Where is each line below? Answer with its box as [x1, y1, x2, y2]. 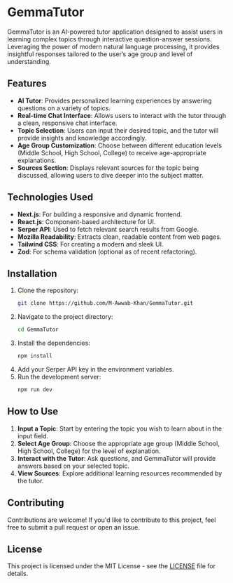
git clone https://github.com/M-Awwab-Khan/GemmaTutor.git [17, 300, 194, 307]
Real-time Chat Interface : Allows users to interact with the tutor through [17, 111, 227, 119]
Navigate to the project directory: [17, 313, 113, 321]
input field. [17, 431, 49, 440]
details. [7, 570, 29, 578]
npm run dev [17, 386, 52, 393]
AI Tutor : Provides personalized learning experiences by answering [17, 96, 212, 105]
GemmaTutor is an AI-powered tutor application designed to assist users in [7, 27, 223, 36]
